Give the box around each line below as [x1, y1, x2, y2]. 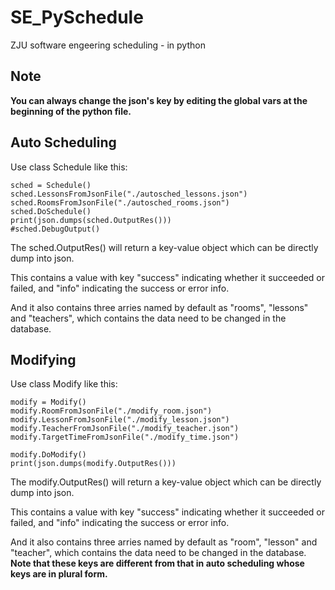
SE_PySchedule [10, 6, 144, 29]
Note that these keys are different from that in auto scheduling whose [10, 557, 305, 570]
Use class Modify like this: [10, 378, 118, 390]
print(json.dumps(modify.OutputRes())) [10, 459, 177, 469]
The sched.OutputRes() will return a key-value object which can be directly [10, 241, 319, 253]
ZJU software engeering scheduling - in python [10, 39, 206, 51]
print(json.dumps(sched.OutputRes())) [10, 215, 172, 225]
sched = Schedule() [10, 180, 92, 190]
